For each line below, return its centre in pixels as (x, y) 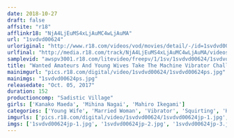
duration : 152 (28, 91)
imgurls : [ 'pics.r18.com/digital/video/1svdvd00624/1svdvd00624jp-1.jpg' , (118, 117)
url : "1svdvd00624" (36, 40)
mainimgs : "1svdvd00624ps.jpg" (53, 78)
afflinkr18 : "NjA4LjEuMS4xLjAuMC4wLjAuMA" (70, 33)
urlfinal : (22, 53)
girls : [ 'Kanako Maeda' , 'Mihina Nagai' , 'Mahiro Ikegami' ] (96, 105)
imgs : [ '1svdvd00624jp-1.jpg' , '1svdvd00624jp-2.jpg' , (88, 124)
